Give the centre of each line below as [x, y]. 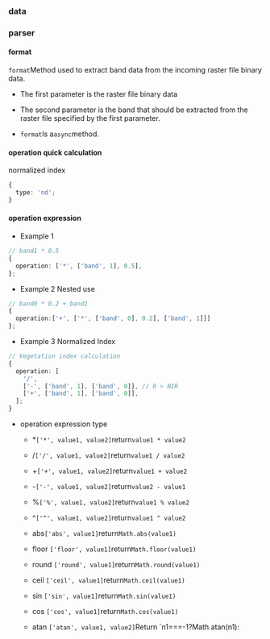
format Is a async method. [59, 134]
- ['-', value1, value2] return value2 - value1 [109, 487]
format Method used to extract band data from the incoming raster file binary [135, 70]
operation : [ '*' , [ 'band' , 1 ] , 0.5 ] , [79, 266]
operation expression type [64, 424]
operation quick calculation [55, 152]
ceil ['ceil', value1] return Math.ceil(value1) [108, 580]
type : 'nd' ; [36, 193]
